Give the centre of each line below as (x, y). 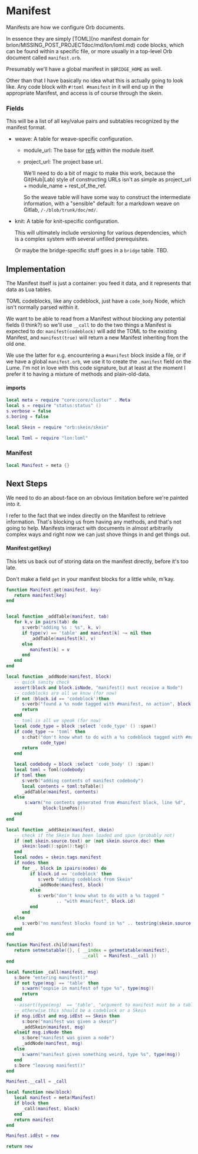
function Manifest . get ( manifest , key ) (54, 590)
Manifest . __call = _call (37, 1082)
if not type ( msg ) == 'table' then (56, 983)
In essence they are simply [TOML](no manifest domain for (77, 38)
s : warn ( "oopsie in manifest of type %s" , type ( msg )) (88, 989)
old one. (16, 344)
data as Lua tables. (29, 290)
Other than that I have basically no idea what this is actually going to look (95, 80)
